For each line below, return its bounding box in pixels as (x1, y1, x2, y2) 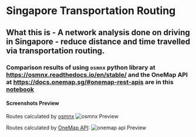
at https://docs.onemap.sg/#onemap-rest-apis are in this (6, 78, 174, 86)
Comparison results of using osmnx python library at (6, 63, 156, 71)
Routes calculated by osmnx (6, 112, 75, 119)
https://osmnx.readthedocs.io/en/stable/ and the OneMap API (6, 70, 188, 78)
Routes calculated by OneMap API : (6, 124, 90, 131)
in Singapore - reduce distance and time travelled (6, 36, 191, 46)
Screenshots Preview (6, 100, 60, 107)
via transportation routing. (6, 46, 105, 56)
